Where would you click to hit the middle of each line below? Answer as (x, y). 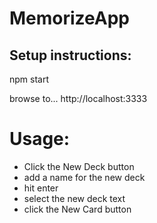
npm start (29, 79)
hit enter (41, 188)
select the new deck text (74, 198)
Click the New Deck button (79, 166)
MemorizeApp (70, 18)
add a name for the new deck (84, 177)
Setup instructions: (70, 55)
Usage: (40, 139)
